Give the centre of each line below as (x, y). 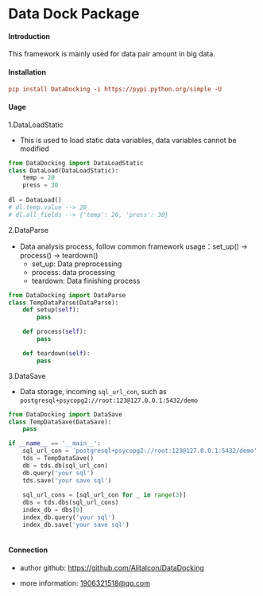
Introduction (29, 36)
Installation (27, 72)
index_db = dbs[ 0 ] (53, 510)
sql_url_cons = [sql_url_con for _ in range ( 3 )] (104, 495)
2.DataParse (29, 230)
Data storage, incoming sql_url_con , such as (93, 391)
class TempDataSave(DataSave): (60, 422)
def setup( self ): (51, 310)
